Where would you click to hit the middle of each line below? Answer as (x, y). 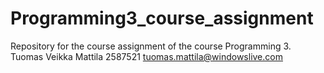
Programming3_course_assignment (162, 18)
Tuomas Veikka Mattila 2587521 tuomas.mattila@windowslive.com (146, 56)
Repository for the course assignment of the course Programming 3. (151, 46)
